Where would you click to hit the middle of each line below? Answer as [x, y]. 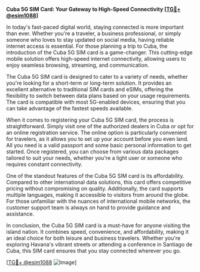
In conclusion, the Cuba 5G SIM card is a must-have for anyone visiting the [98, 225]
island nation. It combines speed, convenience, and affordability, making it [98, 232]
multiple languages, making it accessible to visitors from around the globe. [98, 195]
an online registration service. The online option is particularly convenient [96, 132]
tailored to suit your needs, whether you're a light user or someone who [94, 158]
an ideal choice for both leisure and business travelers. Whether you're [93, 238]
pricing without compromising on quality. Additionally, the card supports [95, 188]
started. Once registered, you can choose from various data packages [93, 152]
